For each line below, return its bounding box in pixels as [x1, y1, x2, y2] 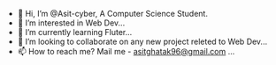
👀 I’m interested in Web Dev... [17, 18, 126, 28]
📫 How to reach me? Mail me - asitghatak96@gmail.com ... [17, 47, 235, 56]
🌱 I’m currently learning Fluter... [17, 27, 133, 37]
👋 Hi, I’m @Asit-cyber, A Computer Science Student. [17, 9, 208, 18]
